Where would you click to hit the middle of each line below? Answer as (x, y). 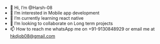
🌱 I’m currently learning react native (47, 18)
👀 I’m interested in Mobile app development (55, 13)
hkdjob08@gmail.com (32, 36)
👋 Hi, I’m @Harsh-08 (31, 8)
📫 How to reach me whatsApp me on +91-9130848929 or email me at (82, 29)
